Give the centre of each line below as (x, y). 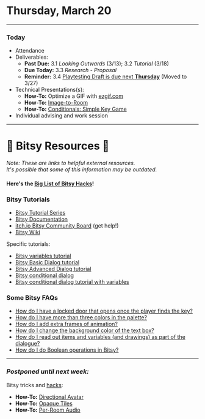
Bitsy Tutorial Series (40, 213)
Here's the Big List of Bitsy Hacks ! (50, 184)
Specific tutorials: (28, 244)
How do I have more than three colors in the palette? (81, 317)
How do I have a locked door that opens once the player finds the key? (104, 311)
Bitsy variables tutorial (43, 256)
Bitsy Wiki (28, 232)
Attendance (30, 51)
